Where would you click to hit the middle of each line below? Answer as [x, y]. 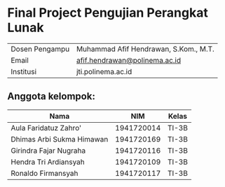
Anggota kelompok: [52, 97]
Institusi [24, 71]
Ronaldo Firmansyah [45, 173]
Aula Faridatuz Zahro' [46, 128]
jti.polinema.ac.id [104, 71]
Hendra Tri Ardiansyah [48, 162]
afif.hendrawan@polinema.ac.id [128, 60]
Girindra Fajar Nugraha [48, 150]
